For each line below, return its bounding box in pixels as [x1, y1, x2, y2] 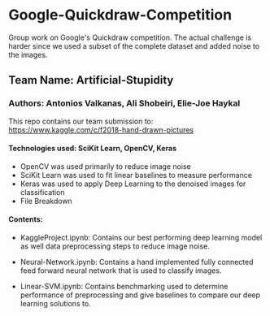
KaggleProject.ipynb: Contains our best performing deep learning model [20, 233, 263, 243]
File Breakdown [20, 196, 73, 206]
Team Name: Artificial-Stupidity [8, 73, 174, 87]
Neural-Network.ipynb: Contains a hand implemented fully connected [20, 258, 254, 267]
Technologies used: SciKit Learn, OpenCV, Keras [8, 144, 177, 154]
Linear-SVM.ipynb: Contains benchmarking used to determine [20, 282, 229, 292]
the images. [8, 50, 48, 59]
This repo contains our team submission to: [8, 116, 154, 126]
